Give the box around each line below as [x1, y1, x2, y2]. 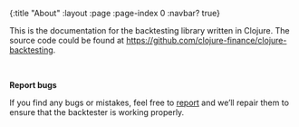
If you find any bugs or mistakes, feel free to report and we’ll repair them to [9, 97, 290, 108]
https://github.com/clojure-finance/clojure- [126, 35, 287, 45]
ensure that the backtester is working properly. [9, 107, 185, 117]
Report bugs [9, 80, 57, 90]
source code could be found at [9, 35, 125, 45]
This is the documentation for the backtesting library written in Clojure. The [9, 25, 290, 35]
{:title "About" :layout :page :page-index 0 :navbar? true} [9, 8, 220, 18]
